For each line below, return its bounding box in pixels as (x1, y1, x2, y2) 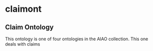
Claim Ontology (5, 23, 54, 31)
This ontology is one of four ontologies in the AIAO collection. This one (5, 36, 149, 42)
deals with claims (5, 41, 40, 47)
